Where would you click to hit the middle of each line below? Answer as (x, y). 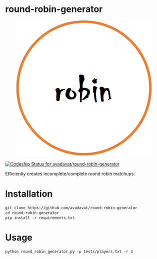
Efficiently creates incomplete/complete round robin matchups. (70, 173)
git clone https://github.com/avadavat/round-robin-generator (71, 208)
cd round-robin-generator (32, 213)
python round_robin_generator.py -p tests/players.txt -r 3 (69, 251)
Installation (29, 194)
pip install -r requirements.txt (40, 218)
